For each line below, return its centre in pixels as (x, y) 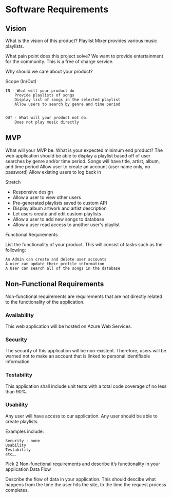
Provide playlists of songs (44, 95)
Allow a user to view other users (47, 197)
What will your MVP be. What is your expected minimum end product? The (84, 150)
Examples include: (25, 431)
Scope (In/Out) (21, 81)
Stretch (13, 182)
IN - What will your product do (40, 91)
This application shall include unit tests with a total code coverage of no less (86, 386)
